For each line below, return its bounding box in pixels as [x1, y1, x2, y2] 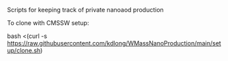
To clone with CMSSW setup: [7, 19, 89, 26]
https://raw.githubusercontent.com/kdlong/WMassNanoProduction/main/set [7, 39, 222, 47]
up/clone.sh [7, 47, 41, 54]
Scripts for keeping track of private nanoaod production [7, 6, 164, 14]
